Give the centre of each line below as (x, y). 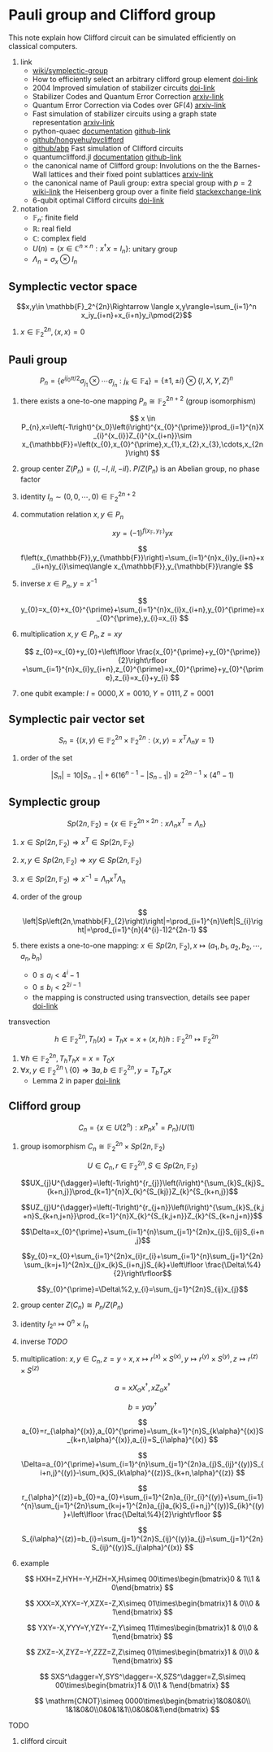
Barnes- (247, 165)
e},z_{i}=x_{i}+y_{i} (137, 678)
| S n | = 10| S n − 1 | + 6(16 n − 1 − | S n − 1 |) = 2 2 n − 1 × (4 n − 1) (142, 775)
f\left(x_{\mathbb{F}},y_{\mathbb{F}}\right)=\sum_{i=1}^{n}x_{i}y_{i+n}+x (143, 558)
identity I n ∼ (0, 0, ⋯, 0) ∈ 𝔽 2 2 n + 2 (78, 497)
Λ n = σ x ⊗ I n (55, 260)
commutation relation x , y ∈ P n (72, 515)
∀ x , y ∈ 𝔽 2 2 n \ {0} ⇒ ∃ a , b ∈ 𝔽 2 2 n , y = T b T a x (96, 1070)
